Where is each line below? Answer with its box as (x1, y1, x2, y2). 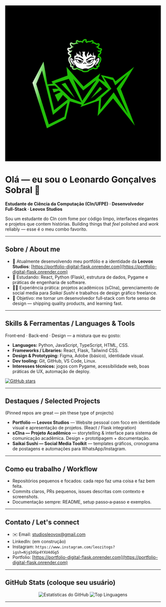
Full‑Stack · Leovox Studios (5, 206, 63, 212)
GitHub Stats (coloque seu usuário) (5, 578, 116, 587)
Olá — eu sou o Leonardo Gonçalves (5, 174, 157, 186)
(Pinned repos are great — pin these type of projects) (5, 410, 114, 416)
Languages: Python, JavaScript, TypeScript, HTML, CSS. (12, 342, 129, 348)
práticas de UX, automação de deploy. (12, 368, 90, 374)
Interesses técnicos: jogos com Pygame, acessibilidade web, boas (12, 363, 150, 369)
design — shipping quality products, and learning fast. (12, 300, 123, 306)
